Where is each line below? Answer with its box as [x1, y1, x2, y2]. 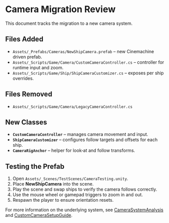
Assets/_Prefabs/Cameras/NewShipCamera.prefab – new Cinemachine [12, 48, 154, 54]
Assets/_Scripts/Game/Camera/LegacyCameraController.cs [12, 104, 133, 109]
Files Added [5, 35, 44, 43]
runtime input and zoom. [12, 64, 64, 70]
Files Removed [5, 90, 52, 99]
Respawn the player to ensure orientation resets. [12, 197, 114, 203]
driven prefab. [12, 54, 42, 60]
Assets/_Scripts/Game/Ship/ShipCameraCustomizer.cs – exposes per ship [12, 70, 164, 76]
